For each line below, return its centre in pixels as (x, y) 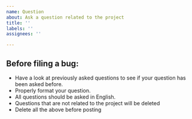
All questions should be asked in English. (65, 97)
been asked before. (39, 84)
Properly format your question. (53, 90)
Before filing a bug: (42, 63)
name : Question (25, 12)
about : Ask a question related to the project (65, 17)
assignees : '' (24, 34)
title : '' (19, 23)
